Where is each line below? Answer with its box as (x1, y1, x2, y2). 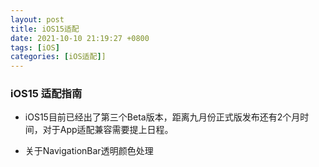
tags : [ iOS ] (10, 42, 60, 53)
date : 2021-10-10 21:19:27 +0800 (10, 33, 150, 43)
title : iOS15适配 (10, 24, 80, 34)
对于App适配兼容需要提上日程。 (42, 124, 174, 136)
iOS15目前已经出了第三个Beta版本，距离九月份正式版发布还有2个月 (24, 111, 301, 123)
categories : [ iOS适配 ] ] (10, 52, 107, 62)
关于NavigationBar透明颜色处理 (24, 145, 154, 157)
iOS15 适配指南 (10, 87, 83, 101)
